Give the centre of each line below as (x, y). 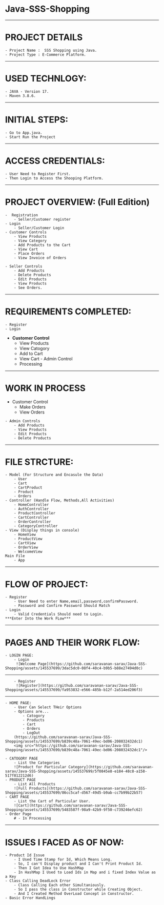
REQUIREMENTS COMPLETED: (68, 311)
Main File (15, 556)
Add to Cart (31, 353)
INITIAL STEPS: (37, 120)
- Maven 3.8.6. (20, 96)
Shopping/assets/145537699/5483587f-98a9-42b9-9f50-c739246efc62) (74, 810)
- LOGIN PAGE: (20, 656)
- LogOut (31, 733)
